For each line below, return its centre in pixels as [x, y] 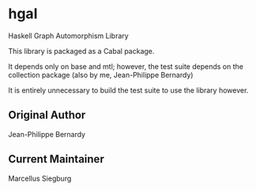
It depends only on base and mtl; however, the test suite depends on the [126, 66]
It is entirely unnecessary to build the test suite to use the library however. [128, 90]
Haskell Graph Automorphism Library [68, 36]
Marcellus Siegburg [40, 178]
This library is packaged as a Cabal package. [81, 51]
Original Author [47, 115]
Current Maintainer [56, 159]
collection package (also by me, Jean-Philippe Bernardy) [101, 74]
